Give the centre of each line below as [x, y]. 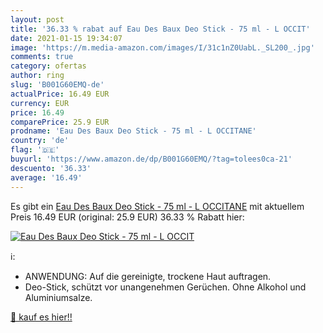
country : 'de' [40, 141]
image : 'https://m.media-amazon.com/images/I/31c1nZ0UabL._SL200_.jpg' [162, 47]
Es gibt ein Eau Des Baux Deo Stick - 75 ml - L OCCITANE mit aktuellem [157, 206]
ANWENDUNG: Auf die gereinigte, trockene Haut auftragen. [148, 276]
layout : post [37, 19]
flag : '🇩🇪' [35, 150]
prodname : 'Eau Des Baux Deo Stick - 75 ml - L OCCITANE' [133, 131]
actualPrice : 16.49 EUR [60, 94]
